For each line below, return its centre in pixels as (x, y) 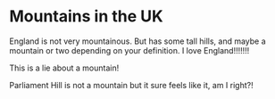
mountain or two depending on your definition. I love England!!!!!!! (129, 50)
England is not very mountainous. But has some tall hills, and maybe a (137, 41)
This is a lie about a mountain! (64, 68)
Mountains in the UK (86, 16)
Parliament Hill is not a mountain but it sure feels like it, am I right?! (131, 85)
